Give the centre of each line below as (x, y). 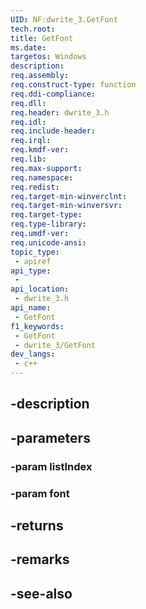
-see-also (41, 593)
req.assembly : (40, 76)
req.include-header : (53, 131)
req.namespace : (42, 177)
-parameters (50, 437)
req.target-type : (46, 215)
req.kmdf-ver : (40, 150)
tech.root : (33, 29)
